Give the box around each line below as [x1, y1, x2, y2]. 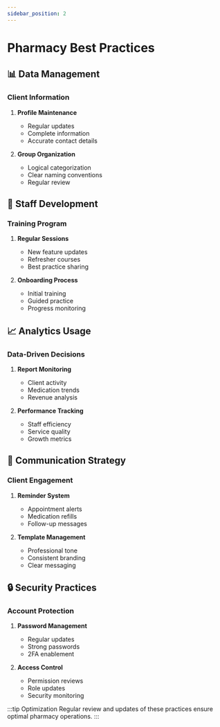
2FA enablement [27, 650, 75, 658]
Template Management [17, 532, 86, 541]
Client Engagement [7, 476, 73, 485]
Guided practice [27, 297, 74, 305]
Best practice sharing [27, 262, 89, 271]
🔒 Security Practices [7, 582, 97, 593]
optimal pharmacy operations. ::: [7, 712, 100, 721]
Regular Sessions [17, 235, 69, 243]
